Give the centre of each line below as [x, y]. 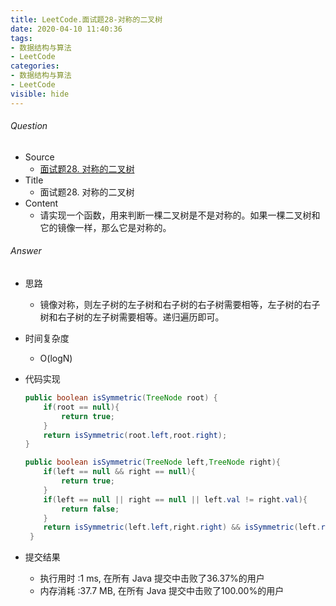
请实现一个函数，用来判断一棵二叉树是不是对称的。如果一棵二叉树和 [180, 215]
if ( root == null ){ [81, 407]
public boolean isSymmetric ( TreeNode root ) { [121, 398]
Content [41, 203]
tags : [21, 38]
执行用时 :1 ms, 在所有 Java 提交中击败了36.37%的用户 [152, 578]
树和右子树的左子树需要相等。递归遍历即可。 [132, 317]
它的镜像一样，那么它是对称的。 [105, 227]
